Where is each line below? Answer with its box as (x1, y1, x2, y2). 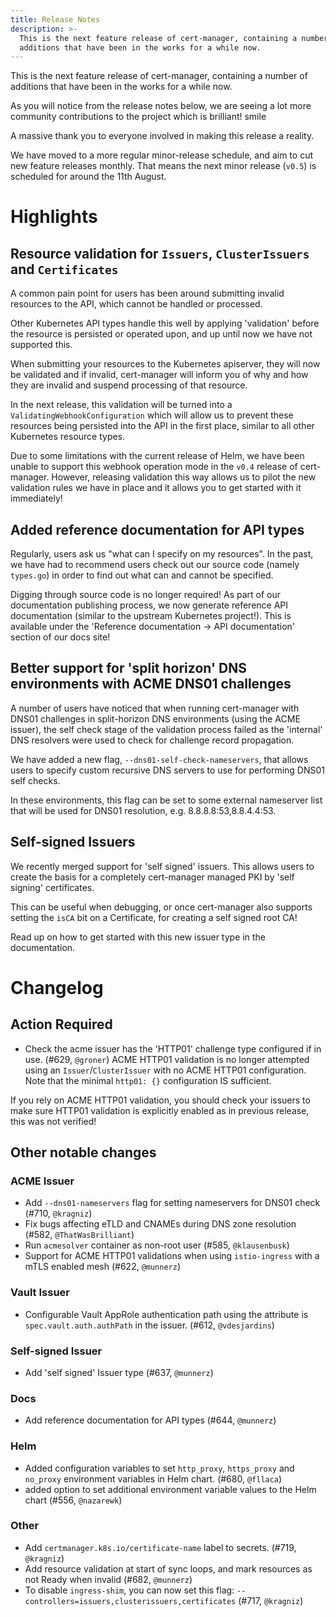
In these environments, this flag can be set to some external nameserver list (10, 794, 323, 806)
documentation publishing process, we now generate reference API (10, 599, 289, 611)
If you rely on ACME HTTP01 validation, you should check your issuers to (10, 1094, 311, 1106)
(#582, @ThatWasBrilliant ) (24, 1229, 135, 1241)
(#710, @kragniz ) (24, 1207, 93, 1220)
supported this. (10, 339, 73, 351)
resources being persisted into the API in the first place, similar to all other (10, 420, 315, 432)
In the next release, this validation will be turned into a (10, 399, 233, 411)
